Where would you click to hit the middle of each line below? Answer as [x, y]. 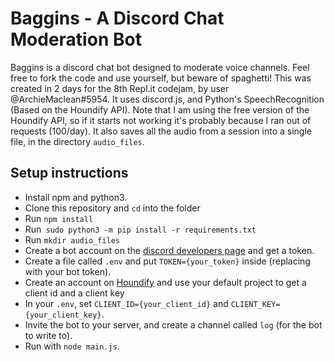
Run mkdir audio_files [72, 239]
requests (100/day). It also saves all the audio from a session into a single [161, 131]
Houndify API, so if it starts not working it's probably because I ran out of [161, 120]
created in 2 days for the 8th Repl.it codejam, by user [120, 88]
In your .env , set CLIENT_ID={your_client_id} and [126, 303]
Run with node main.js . [72, 346]
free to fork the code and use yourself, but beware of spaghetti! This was [161, 78]
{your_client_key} [63, 315]
